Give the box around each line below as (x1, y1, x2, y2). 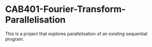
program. (5, 36, 24, 42)
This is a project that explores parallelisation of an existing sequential (5, 30, 147, 36)
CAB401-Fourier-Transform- (5, 3, 126, 15)
